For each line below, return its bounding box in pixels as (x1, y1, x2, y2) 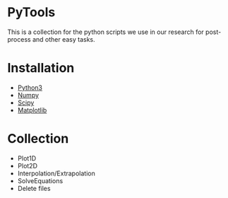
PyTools (7, 4, 56, 21)
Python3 (17, 83, 42, 92)
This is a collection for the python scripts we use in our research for (7, 28, 205, 36)
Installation (7, 60, 75, 76)
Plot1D (17, 153, 37, 163)
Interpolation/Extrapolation (17, 169, 95, 177)
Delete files (17, 184, 51, 192)
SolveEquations (17, 176, 64, 185)
